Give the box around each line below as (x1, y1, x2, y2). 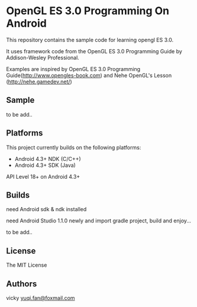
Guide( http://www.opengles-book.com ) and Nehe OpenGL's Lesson (6, 72, 172, 79)
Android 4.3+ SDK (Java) (14, 161, 76, 169)
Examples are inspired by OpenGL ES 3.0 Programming (6, 65, 141, 72)
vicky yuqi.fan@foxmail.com (6, 295, 75, 301)
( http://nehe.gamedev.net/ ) (6, 78, 72, 85)
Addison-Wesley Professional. (6, 54, 80, 61)
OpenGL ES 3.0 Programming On (6, 4, 170, 18)
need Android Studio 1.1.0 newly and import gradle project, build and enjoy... (6, 217, 191, 224)
